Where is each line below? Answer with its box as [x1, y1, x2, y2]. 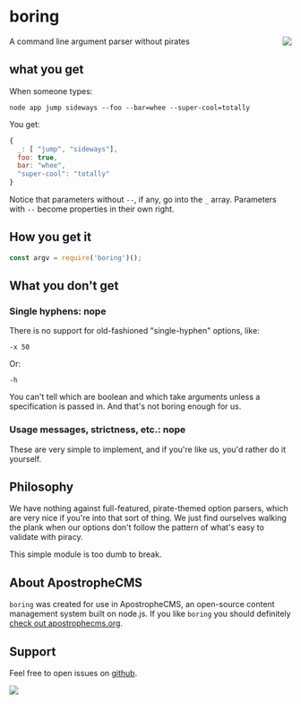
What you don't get [9, 278, 119, 293]
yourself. [9, 453, 42, 464]
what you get [9, 62, 84, 77]
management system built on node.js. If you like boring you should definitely [9, 608, 291, 620]
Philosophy [9, 480, 74, 495]
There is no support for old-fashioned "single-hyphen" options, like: [9, 326, 260, 336]
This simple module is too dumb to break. [9, 549, 162, 560]
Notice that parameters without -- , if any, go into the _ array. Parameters [9, 195, 278, 204]
